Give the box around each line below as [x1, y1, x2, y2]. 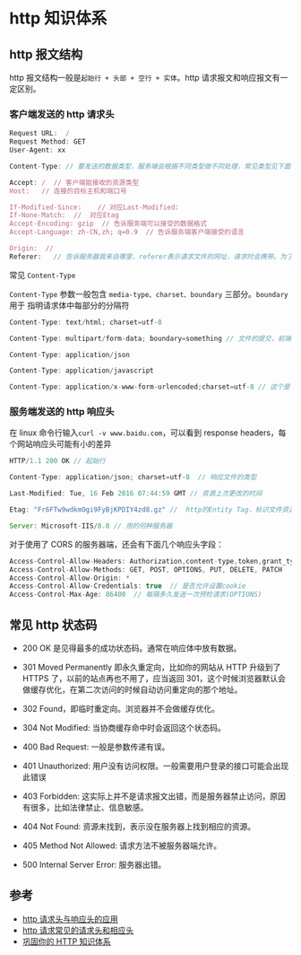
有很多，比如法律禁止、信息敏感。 [21, 802, 149, 813]
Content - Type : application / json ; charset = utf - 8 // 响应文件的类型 [9, 473, 257, 482]
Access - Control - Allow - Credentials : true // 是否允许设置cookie [9, 582, 246, 591]
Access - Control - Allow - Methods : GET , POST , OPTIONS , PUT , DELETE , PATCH [9, 565, 282, 574]
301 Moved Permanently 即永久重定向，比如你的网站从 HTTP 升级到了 [21, 661, 281, 673]
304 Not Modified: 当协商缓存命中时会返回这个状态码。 [21, 723, 226, 733]
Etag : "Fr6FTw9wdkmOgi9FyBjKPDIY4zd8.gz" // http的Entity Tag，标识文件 [9, 505, 282, 514]
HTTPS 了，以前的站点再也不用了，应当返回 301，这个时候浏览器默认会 [21, 673, 287, 684]
